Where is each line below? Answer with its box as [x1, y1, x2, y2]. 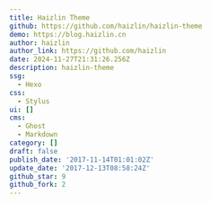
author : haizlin [9, 38, 70, 48]
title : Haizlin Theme [9, 13, 91, 22]
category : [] [9, 138, 58, 147]
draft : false [9, 146, 58, 155]
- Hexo [17, 80, 42, 89]
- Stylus [17, 96, 50, 106]
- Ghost [17, 122, 47, 131]
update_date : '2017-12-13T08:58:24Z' [9, 163, 151, 172]
